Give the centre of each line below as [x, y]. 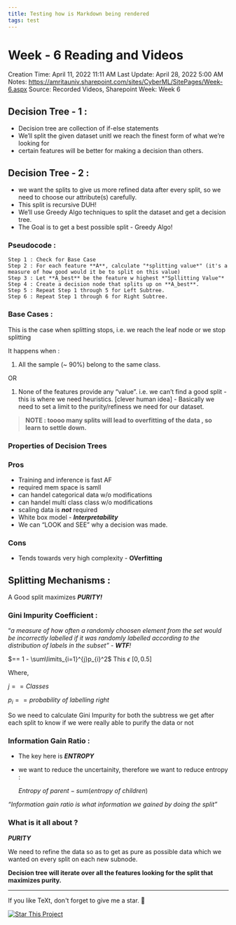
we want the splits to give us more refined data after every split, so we [119, 190]
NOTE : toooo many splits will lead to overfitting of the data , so [118, 420]
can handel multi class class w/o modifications [85, 502]
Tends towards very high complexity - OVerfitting [90, 558]
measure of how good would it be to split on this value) [94, 272]
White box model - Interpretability [68, 517]
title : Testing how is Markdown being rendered [79, 14]
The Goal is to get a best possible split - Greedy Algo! [95, 227]
